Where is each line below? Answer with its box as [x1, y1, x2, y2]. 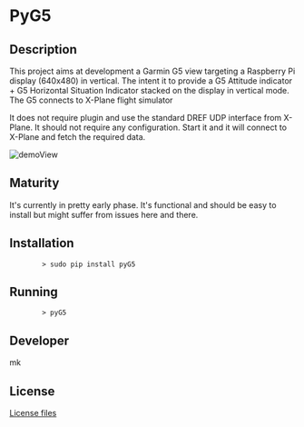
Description [9, 42, 77, 57]
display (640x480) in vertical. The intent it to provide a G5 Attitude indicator [9, 75, 293, 86]
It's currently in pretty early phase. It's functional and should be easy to [9, 199, 277, 210]
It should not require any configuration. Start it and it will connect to [34, 122, 288, 133]
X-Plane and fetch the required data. [9, 132, 146, 142]
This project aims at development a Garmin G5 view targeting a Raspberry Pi [9, 65, 296, 76]
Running [9, 284, 59, 300]
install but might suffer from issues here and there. [9, 209, 199, 220]
